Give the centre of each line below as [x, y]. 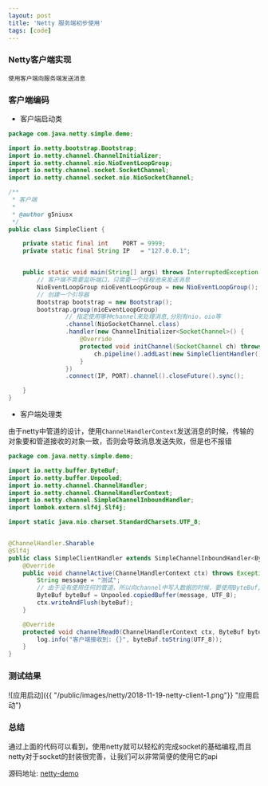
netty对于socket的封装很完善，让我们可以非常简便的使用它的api [113, 756]
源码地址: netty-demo [43, 773]
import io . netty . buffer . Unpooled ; [66, 478]
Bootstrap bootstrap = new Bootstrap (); [105, 302]
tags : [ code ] [30, 30]
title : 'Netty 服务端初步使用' [56, 23]
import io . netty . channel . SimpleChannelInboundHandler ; [101, 500]
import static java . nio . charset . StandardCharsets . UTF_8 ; [105, 522]
